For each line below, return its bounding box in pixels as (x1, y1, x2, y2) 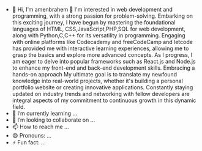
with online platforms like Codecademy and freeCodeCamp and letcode (12, 39, 193, 45)
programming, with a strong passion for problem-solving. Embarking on (12, 12, 193, 20)
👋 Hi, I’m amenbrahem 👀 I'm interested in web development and (12, 6, 173, 13)
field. (12, 103, 26, 110)
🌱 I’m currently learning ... (12, 110, 78, 117)
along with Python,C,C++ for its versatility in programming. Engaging (12, 32, 185, 39)
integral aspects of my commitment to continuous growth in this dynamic (12, 97, 196, 104)
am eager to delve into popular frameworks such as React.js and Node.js (12, 58, 196, 65)
